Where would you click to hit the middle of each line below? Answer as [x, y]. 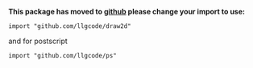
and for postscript [38, 41]
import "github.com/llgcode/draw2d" [70, 26]
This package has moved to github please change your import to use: [127, 12]
